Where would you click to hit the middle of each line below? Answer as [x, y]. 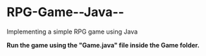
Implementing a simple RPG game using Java [72, 31]
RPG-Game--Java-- [66, 12]
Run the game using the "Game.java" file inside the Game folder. [103, 45]
